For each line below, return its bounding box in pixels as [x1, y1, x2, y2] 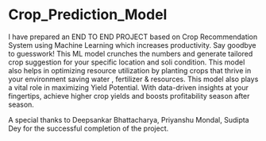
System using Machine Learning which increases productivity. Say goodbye [8, 40, 256, 49]
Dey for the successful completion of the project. [8, 123, 169, 133]
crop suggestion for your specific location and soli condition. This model [8, 57, 245, 67]
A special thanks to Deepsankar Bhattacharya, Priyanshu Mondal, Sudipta [8, 115, 249, 124]
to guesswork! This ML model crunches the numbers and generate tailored [8, 49, 253, 58]
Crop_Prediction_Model [8, 6, 168, 24]
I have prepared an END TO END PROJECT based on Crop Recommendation [8, 32, 258, 41]
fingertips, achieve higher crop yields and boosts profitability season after [8, 91, 250, 100]
